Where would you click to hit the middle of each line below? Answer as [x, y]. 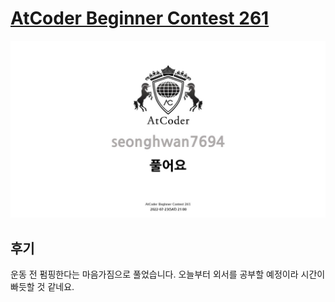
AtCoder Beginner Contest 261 [140, 18]
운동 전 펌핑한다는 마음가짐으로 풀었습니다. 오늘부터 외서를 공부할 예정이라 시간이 [168, 274]
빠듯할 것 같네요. [42, 287]
